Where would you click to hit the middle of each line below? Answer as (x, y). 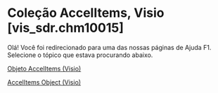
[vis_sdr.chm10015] (66, 28)
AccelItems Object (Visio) (44, 82)
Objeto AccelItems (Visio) (44, 68)
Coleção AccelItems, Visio (86, 13)
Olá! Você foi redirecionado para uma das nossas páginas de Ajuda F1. (109, 47)
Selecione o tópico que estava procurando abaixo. (80, 55)
